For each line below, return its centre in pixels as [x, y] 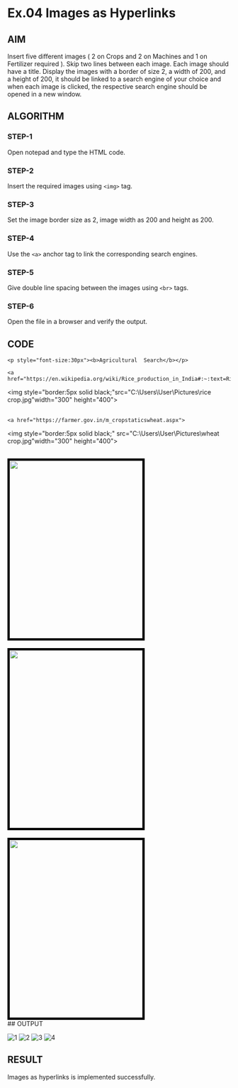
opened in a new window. [45, 94]
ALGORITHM [36, 116]
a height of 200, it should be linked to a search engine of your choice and [114, 79]
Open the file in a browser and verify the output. [77, 322]
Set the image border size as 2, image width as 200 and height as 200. [110, 220]
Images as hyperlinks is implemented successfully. [81, 1077]
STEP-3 [21, 204]
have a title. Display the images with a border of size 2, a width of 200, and [117, 71]
